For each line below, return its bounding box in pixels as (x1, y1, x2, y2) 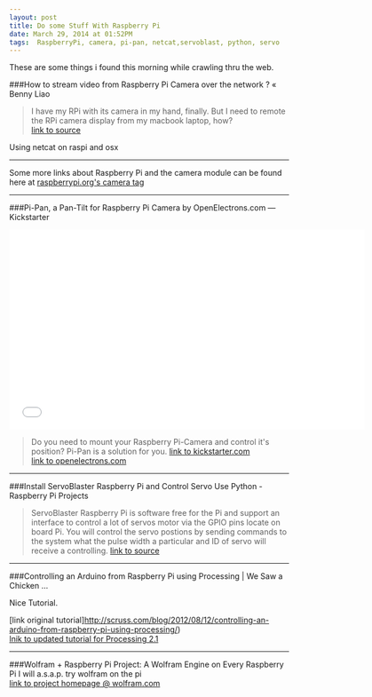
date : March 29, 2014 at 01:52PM (9, 29, 133, 38)
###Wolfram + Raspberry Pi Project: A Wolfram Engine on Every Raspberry (9, 659, 284, 670)
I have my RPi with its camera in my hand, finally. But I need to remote (30, 106, 286, 116)
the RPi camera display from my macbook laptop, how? (30, 115, 233, 126)
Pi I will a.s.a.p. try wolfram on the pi (9, 669, 142, 679)
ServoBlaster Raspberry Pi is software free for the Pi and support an (30, 508, 281, 519)
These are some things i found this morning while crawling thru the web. (9, 62, 274, 73)
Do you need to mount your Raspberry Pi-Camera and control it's (30, 437, 270, 448)
